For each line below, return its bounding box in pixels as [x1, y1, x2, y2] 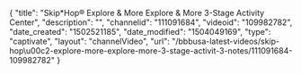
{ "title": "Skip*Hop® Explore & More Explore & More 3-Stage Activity [9, 8, 265, 18]
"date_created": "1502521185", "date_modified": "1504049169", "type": [9, 27, 271, 37]
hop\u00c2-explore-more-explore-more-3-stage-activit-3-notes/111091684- [9, 45, 293, 56]
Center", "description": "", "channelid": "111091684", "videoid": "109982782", [9, 17, 293, 28]
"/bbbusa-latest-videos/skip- [172, 36, 280, 46]
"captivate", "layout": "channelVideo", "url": [9, 36, 171, 46]
